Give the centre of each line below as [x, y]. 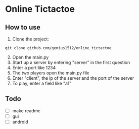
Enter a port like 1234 [34, 68]
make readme [26, 111]
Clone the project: [31, 39]
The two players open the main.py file [51, 73]
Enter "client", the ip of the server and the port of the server [73, 78]
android [20, 122]
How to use [23, 27]
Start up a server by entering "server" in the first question [71, 62]
